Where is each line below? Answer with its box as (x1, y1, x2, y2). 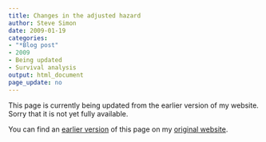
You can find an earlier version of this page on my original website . (8, 124, 228, 134)
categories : (8, 34, 48, 42)
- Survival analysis (8, 64, 77, 72)
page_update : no (8, 78, 62, 86)
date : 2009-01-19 (8, 26, 66, 34)
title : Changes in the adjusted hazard (8, 11, 141, 20)
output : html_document (8, 71, 84, 79)
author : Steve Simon (8, 19, 77, 27)
